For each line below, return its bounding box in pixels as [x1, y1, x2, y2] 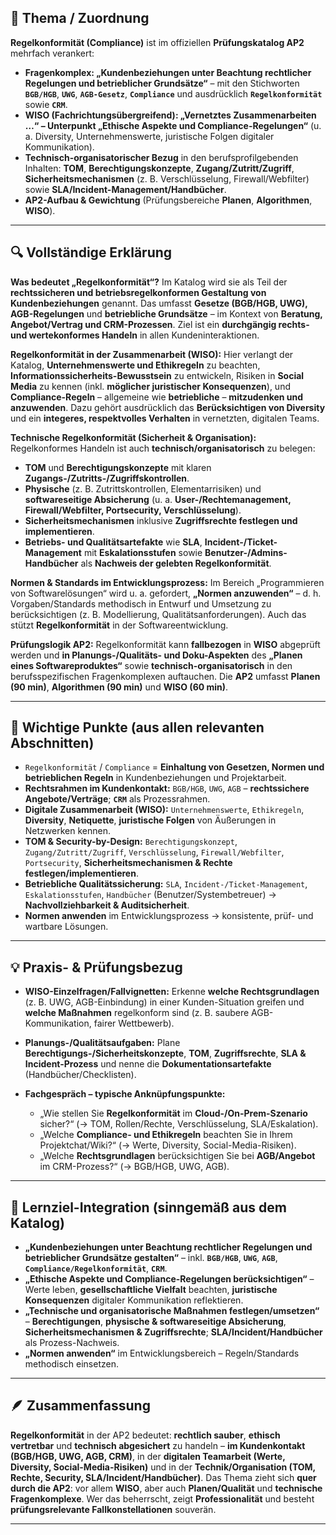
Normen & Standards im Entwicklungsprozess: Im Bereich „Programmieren [10, 576, 325, 588]
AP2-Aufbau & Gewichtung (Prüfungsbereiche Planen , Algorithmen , [24, 194, 313, 206]
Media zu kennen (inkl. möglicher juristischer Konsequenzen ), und [10, 380, 291, 392]
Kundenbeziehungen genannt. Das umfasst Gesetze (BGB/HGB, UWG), [10, 297, 308, 309]
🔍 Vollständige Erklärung [10, 244, 173, 261]
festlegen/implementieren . [24, 867, 139, 880]
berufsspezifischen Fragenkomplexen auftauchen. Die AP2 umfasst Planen [10, 670, 321, 682]
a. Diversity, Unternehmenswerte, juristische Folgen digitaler [24, 130, 275, 142]
